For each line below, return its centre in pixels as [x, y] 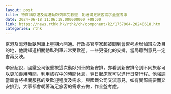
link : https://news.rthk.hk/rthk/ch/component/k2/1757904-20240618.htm [83, 24]
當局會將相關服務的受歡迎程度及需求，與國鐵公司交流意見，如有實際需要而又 [85, 80]
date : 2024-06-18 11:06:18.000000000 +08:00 [53, 19]
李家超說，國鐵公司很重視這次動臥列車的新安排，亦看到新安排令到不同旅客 [83, 68]
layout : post [19, 10]
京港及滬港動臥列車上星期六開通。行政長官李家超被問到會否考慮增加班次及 [83, 44]
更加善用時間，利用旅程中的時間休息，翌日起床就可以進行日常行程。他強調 [88, 74]
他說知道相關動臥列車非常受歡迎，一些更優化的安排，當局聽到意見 [88, 50]
